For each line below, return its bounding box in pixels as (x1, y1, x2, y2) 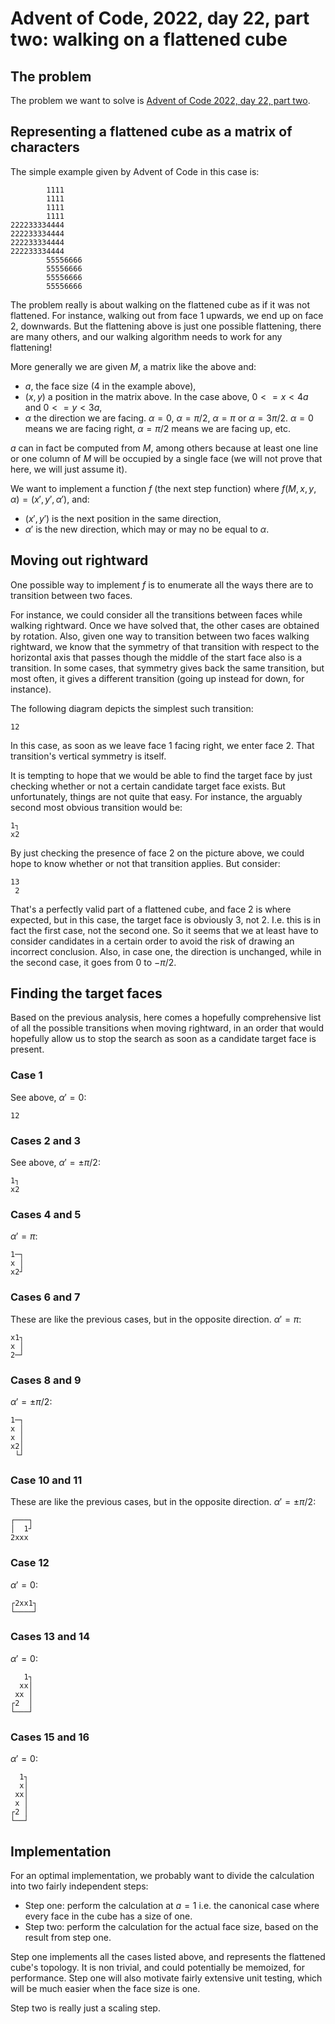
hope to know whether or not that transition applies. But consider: (10, 857, 281, 869)
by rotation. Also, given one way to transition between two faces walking (10, 630, 310, 642)
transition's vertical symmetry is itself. (10, 750, 167, 762)
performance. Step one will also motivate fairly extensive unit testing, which (10, 1972, 323, 1984)
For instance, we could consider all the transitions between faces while (10, 608, 303, 621)
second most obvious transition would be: (10, 801, 183, 813)
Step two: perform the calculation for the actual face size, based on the (24, 1920, 319, 1932)
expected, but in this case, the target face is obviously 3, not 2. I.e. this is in (10, 913, 322, 926)
